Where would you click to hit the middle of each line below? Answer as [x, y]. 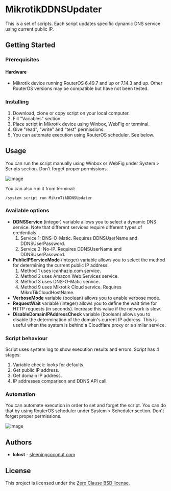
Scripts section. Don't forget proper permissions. [57, 169]
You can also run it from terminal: [40, 188]
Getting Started [30, 45]
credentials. [25, 232]
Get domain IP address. [37, 376]
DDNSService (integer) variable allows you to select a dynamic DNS [84, 221]
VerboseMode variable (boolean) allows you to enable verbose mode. [87, 298]
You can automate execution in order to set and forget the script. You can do [86, 406]
